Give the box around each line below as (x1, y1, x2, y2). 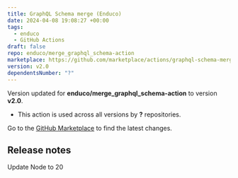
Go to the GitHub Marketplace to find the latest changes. (7, 124, 172, 132)
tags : (7, 23, 23, 30)
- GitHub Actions (13, 37, 65, 44)
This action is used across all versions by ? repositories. (17, 110, 181, 119)
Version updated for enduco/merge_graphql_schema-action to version (7, 89, 217, 97)
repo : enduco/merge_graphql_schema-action (7, 50, 135, 57)
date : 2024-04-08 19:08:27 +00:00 (7, 17, 110, 24)
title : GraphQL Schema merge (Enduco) (7, 10, 122, 18)
